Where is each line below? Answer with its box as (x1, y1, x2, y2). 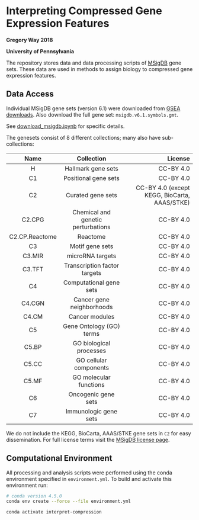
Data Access (6, 89, 54, 99)
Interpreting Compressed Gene (6, 4, 162, 18)
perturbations (72, 223, 111, 231)
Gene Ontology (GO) (63, 322, 120, 330)
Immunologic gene (65, 407, 118, 415)
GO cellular (76, 356, 107, 364)
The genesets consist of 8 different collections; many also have (6, 134, 161, 141)
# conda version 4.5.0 (6, 493, 62, 499)
